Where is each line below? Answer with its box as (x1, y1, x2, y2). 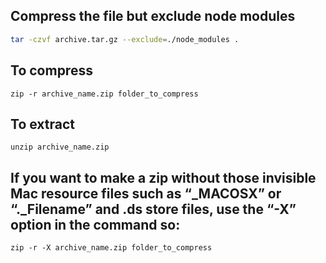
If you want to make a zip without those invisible (10, 169, 317, 186)
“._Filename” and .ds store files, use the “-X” (10, 200, 297, 218)
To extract (10, 115, 75, 133)
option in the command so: (10, 216, 181, 233)
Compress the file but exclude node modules (10, 8, 296, 25)
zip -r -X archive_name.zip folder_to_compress (10, 243, 213, 253)
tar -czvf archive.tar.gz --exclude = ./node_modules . (10, 34, 240, 44)
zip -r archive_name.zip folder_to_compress (10, 89, 199, 99)
